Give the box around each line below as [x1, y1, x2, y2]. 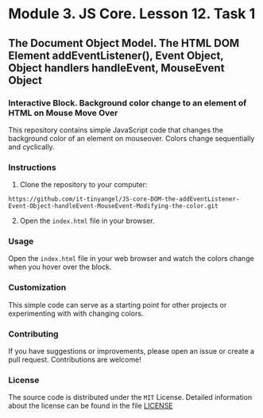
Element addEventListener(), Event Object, [8, 48, 224, 62]
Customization [8, 282, 67, 293]
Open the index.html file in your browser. [19, 216, 155, 226]
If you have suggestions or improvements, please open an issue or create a [8, 347, 255, 356]
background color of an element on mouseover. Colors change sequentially [8, 133, 255, 143]
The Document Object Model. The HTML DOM [8, 36, 240, 50]
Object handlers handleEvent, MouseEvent [8, 61, 225, 75]
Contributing [8, 328, 59, 339]
